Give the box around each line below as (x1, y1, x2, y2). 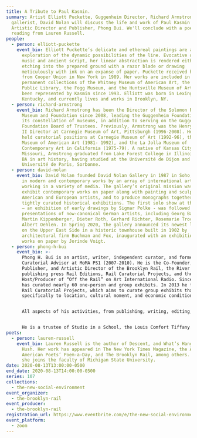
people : (6, 36, 25, 42)
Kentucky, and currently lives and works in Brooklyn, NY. (21, 96, 169, 102)
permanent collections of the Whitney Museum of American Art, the (21, 80, 191, 86)
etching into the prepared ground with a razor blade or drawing (21, 63, 185, 69)
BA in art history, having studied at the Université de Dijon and (21, 156, 191, 162)
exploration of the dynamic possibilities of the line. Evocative (21, 52, 188, 58)
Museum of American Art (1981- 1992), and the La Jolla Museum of (21, 139, 188, 146)
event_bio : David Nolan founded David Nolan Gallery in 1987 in (16, 173, 177, 179)
